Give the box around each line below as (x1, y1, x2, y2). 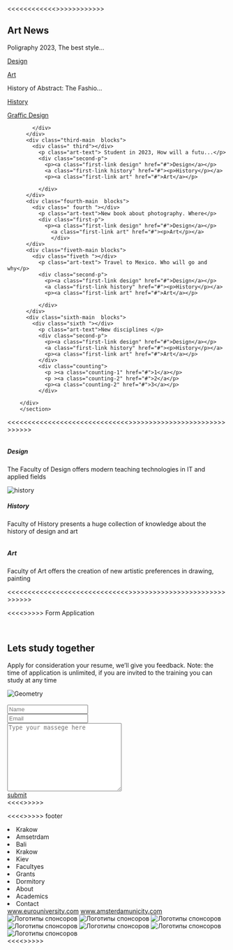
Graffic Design (7, 110, 49, 119)
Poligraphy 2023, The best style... (7, 43, 105, 52)
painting (7, 574, 31, 583)
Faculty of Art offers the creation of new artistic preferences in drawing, (7, 567, 214, 575)
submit (7, 791, 27, 799)
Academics (16, 892, 49, 900)
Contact (16, 899, 39, 907)
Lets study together (7, 643, 96, 655)
